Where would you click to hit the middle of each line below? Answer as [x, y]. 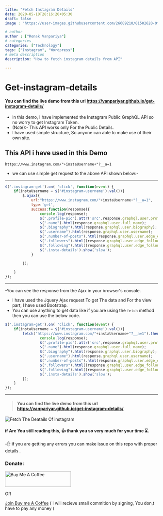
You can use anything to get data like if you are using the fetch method [83, 311]
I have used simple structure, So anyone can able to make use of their [82, 132]
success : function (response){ [60, 209]
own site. [21, 138]
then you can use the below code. [46, 316]
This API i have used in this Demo [56, 153]
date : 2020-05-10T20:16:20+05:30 [39, 14]
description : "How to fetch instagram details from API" [64, 59]
